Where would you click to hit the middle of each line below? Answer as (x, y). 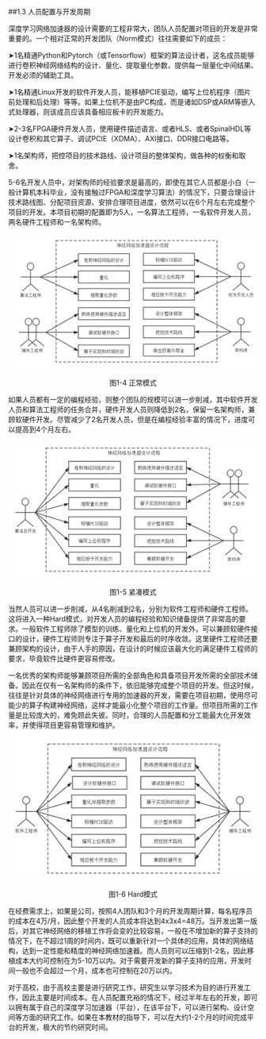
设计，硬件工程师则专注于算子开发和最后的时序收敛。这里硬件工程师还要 (140, 638)
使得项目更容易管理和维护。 (74, 725)
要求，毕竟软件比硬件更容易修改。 (64, 658)
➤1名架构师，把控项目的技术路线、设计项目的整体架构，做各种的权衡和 (123, 156)
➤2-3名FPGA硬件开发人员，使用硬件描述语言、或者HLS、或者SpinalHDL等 (130, 129)
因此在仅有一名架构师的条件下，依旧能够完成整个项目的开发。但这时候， (140, 685)
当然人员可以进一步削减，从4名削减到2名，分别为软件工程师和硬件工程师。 (131, 609)
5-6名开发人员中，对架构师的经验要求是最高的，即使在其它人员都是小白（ (129, 182)
